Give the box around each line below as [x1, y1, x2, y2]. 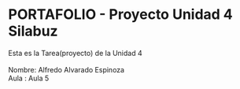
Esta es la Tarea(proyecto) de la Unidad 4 [8, 48, 143, 57]
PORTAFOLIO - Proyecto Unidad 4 [8, 6, 234, 24]
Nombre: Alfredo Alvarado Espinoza [8, 65, 124, 74]
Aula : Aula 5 [8, 73, 50, 83]
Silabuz [8, 22, 58, 40]
